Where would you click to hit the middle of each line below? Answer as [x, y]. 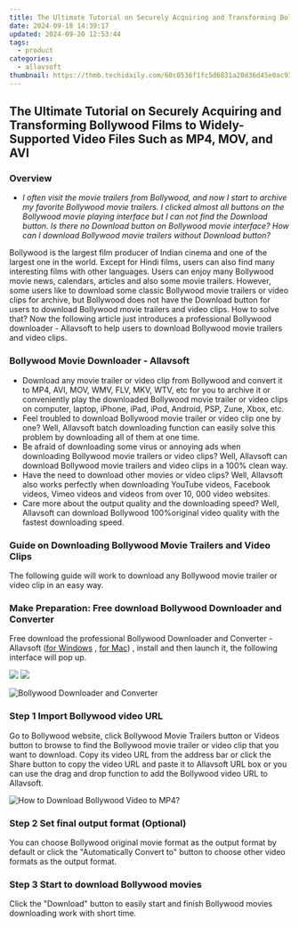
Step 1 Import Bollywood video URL [86, 716]
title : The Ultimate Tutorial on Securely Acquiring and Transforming [143, 17]
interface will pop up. [48, 657]
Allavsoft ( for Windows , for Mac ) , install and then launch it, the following [144, 648]
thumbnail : [29, 76]
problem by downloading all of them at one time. [111, 437]
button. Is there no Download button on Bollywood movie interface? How [155, 226]
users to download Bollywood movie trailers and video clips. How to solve [145, 310]
